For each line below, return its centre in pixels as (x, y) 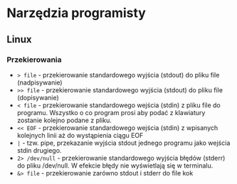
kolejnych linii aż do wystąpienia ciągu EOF (80, 135)
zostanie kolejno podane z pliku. (64, 120)
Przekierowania (34, 60)
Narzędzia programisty (77, 13)
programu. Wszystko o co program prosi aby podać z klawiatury (111, 112)
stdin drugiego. (39, 150)
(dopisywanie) (38, 97)
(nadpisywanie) (39, 82)
